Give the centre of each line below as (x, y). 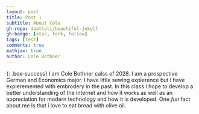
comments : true (25, 46)
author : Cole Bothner (33, 56)
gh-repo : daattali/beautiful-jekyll (52, 28)
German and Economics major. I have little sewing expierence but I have (96, 80)
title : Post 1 (24, 17)
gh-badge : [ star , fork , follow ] (47, 34)
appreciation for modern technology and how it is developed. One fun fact (98, 99)
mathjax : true (24, 51)
